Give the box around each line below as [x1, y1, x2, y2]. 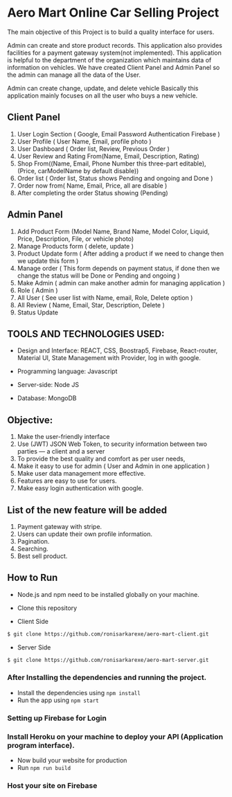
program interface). [7, 740, 75, 750]
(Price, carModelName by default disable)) [17, 166, 139, 174]
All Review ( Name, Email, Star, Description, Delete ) [17, 301, 165, 309]
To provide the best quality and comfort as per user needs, [17, 455, 186, 463]
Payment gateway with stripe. [17, 523, 102, 530]
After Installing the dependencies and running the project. [7, 673, 207, 683]
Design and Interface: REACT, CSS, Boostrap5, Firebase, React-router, [17, 346, 218, 355]
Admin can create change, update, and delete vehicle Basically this [7, 84, 199, 92]
